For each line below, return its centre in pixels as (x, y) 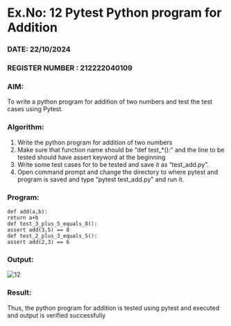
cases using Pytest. (35, 109)
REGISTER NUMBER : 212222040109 (70, 68)
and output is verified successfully (57, 315)
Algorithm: (26, 127)
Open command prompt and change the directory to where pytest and (118, 172)
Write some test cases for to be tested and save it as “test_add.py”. (113, 164)
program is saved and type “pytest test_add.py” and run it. (101, 179)
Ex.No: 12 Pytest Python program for (114, 13)
